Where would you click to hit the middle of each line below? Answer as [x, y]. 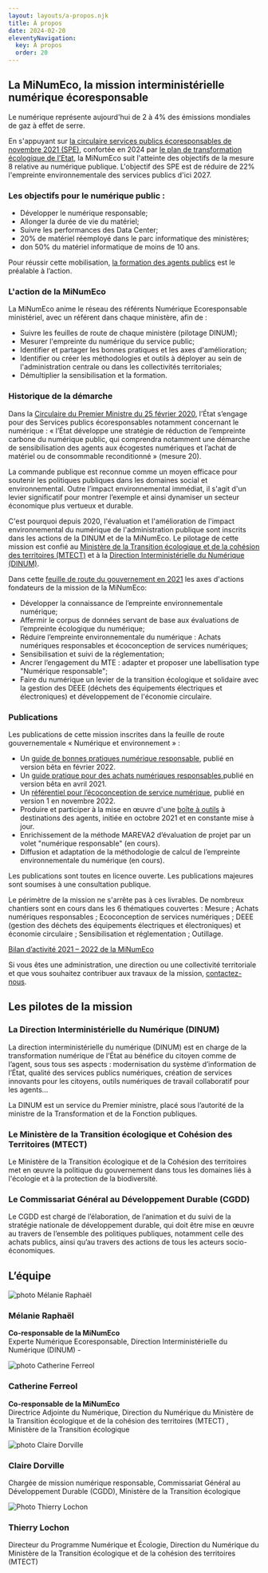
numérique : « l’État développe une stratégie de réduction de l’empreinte [127, 430]
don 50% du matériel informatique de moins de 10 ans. [110, 247]
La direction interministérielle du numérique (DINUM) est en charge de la [128, 1047]
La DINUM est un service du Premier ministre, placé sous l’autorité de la [126, 1105]
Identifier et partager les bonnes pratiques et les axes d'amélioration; [133, 350]
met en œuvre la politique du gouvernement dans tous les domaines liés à [130, 1170]
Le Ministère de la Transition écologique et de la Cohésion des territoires [128, 1161]
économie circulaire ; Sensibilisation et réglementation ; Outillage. [116, 934]
